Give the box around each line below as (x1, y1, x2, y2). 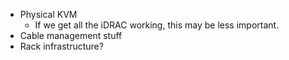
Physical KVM (19, 9, 78, 20)
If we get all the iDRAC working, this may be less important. (34, 19, 280, 31)
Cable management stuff (19, 30, 123, 41)
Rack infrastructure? (19, 40, 104, 52)
